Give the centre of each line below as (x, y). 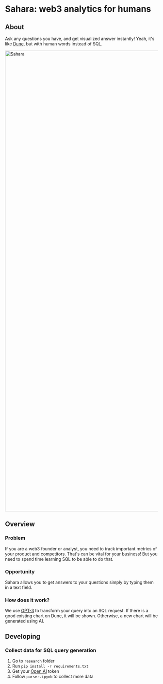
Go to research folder (33, 661)
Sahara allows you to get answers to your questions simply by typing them (79, 582)
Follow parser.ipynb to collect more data (53, 676)
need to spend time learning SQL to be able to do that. (59, 559)
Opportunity (20, 571)
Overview (20, 524)
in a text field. (19, 587)
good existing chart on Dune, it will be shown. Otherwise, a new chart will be (81, 616)
